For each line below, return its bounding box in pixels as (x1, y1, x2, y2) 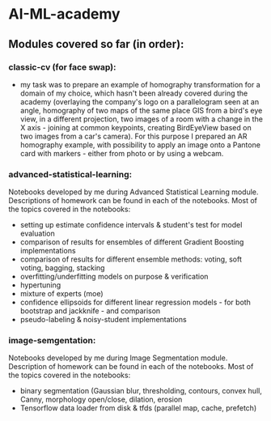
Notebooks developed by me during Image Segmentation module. (8, 353, 228, 363)
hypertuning (19, 280, 61, 290)
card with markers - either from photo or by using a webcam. (19, 148, 224, 158)
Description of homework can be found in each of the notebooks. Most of (8, 362, 254, 372)
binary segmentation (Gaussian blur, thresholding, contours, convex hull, (19, 386, 263, 396)
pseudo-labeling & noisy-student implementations (19, 315, 188, 325)
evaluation (19, 228, 55, 239)
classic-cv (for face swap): (8, 62, 116, 73)
